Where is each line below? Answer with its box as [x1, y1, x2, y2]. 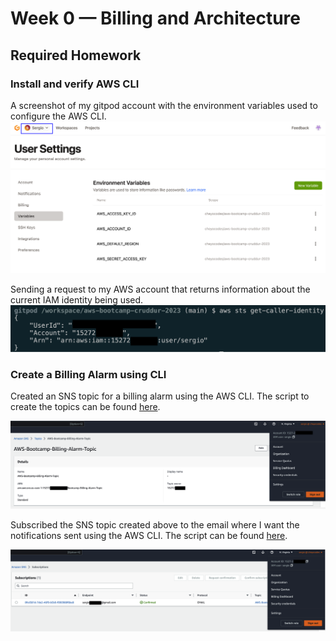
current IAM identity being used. [10, 293, 144, 306]
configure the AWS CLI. [10, 110, 107, 122]
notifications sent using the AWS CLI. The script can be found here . [10, 530, 288, 542]
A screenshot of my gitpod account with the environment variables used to [10, 99, 318, 111]
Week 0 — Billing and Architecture [10, 7, 301, 30]
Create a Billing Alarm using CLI [10, 367, 167, 381]
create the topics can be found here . [10, 401, 161, 413]
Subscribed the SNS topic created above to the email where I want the [10, 519, 300, 531]
